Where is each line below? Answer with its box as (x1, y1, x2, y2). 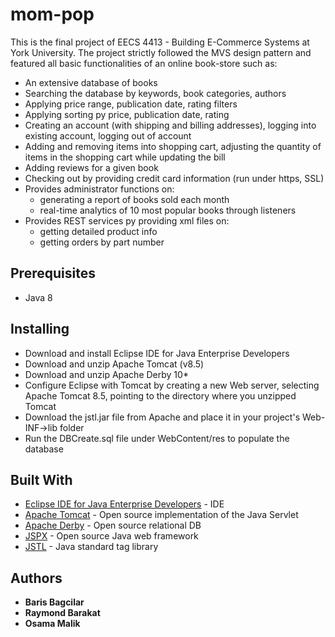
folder (59, 421, 85, 433)
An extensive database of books (24, 76, 158, 88)
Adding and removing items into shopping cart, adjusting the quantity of (24, 140, 322, 152)
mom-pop (10, 3, 95, 26)
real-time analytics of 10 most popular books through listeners (39, 204, 297, 216)
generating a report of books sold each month (39, 193, 230, 205)
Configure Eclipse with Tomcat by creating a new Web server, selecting (24, 379, 320, 391)
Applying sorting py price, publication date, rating (24, 108, 230, 120)
